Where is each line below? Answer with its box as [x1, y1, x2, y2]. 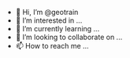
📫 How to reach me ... [15, 42, 89, 50]
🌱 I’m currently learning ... [15, 24, 100, 33]
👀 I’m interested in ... [15, 16, 83, 25]
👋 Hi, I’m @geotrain [15, 8, 79, 16]
